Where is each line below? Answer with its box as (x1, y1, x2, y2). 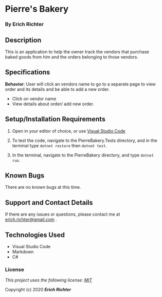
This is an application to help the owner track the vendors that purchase (5, 49, 149, 55)
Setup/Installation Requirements (5, 115, 106, 123)
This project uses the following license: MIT (5, 277, 92, 283)
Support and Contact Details (5, 198, 93, 207)
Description (5, 36, 41, 44)
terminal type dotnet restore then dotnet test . (12, 142, 107, 148)
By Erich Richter (5, 21, 44, 28)
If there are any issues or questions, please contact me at (5, 211, 120, 218)
